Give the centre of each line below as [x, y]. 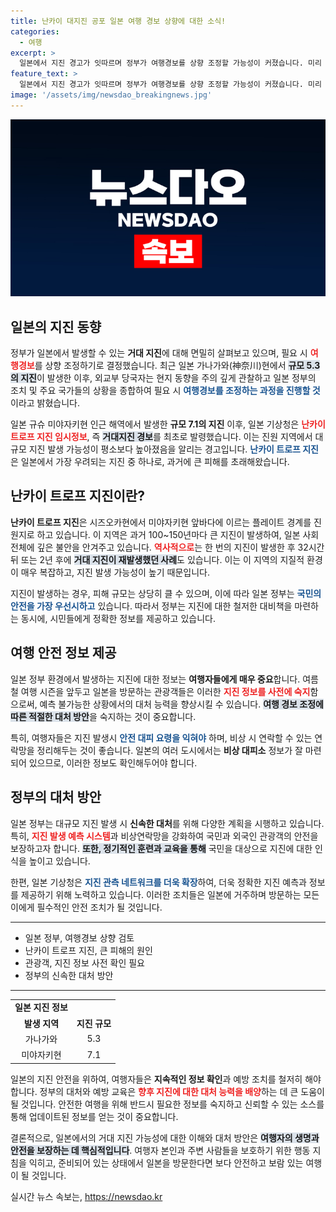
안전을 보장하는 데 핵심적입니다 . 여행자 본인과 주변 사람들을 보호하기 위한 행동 [160, 1150]
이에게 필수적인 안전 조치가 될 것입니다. [86, 907]
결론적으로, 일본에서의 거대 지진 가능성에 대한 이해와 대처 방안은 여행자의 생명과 [165, 1137]
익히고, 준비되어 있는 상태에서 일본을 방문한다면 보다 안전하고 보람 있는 [166, 1162]
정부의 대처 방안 [56, 797]
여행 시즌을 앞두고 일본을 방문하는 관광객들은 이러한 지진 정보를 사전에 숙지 [165, 691]
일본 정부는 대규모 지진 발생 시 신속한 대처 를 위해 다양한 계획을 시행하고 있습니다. [167, 823]
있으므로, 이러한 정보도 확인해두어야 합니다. [113, 762]
